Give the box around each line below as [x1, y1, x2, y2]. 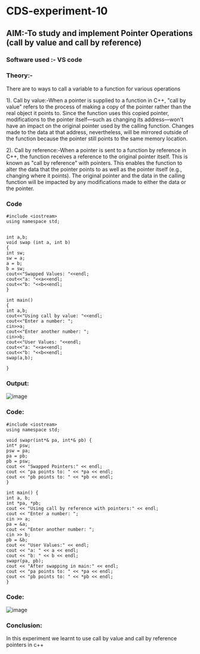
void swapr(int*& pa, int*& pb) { [6, 437, 93, 443]
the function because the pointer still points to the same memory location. [6, 135, 188, 142]
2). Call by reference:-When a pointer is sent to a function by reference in [6, 146, 187, 153]
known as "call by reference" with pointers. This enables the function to [6, 159, 183, 166]
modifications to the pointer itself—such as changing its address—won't [6, 116, 184, 123]
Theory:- [6, 71, 33, 80]
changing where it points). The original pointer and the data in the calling [6, 172, 185, 179]
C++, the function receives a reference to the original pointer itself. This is [6, 153, 188, 160]
